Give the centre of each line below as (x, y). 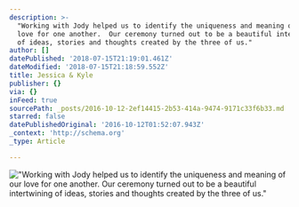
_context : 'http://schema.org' (67, 133)
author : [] (29, 51)
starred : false (37, 116)
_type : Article (37, 141)
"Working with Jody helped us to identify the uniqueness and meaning (151, 26)
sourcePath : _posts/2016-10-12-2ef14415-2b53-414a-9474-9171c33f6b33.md (147, 108)
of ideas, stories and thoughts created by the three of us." (135, 42)
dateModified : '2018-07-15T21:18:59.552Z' (89, 68)
